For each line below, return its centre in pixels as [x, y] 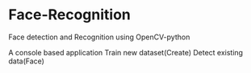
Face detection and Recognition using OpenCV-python [99, 37]
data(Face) [26, 61]
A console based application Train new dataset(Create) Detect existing [126, 52]
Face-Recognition [70, 15]
